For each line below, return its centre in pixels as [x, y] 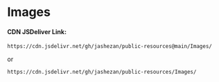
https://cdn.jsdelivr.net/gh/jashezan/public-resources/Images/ [102, 72]
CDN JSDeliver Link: [37, 31]
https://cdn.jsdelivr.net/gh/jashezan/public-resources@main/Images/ [110, 47]
